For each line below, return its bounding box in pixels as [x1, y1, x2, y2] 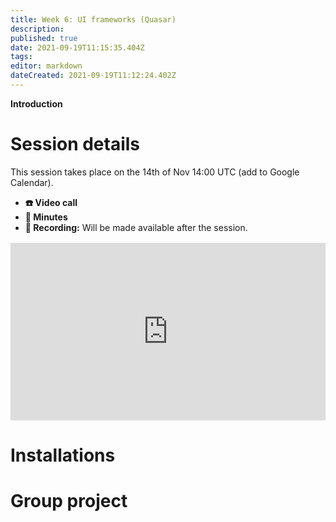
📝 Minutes [24, 211, 68, 223]
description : [10, 24, 65, 34]
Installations [10, 444, 116, 466]
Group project [10, 489, 128, 512]
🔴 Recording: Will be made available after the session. [24, 221, 248, 233]
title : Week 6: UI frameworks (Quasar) [10, 14, 177, 25]
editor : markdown [10, 61, 83, 71]
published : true [10, 33, 78, 43]
